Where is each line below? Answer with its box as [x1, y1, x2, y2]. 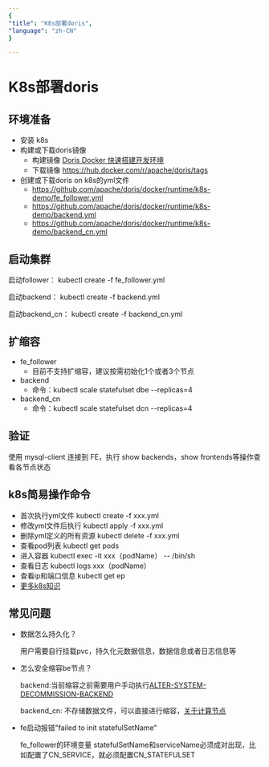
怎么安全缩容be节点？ [19, 664, 92, 673]
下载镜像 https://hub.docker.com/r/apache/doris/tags [31, 165, 209, 175]
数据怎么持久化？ [19, 629, 77, 639]
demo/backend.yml [31, 210, 96, 220]
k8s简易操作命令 [8, 488, 91, 501]
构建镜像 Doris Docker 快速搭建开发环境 [31, 156, 165, 165]
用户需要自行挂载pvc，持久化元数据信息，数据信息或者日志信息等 [19, 647, 237, 656]
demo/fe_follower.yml [31, 193, 104, 203]
